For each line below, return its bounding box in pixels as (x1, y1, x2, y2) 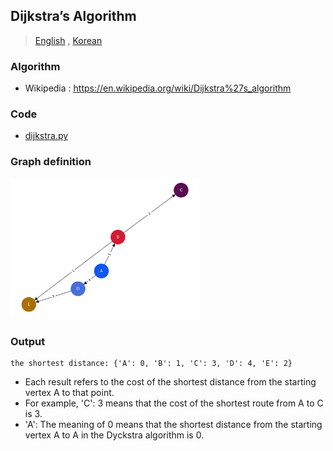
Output (10, 334, 46, 348)
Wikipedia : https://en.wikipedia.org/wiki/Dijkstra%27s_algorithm (24, 82, 292, 94)
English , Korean (34, 34, 103, 46)
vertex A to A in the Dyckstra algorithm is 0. (24, 429, 205, 441)
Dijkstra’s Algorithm (10, 8, 137, 25)
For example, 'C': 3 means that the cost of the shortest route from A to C (24, 397, 324, 409)
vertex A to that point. (24, 387, 115, 399)
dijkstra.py (24, 130, 69, 142)
